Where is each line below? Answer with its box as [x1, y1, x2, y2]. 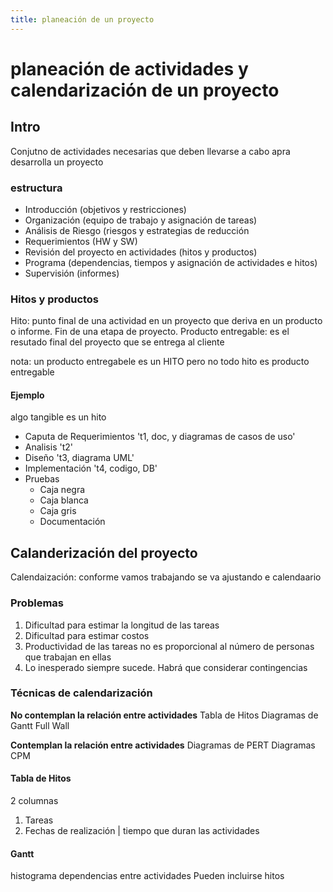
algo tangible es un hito [10, 411, 107, 423]
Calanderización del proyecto [10, 544, 198, 561]
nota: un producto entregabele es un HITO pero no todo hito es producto [10, 356, 310, 368]
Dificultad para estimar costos [24, 629, 150, 641]
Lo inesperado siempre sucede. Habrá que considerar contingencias [24, 661, 308, 673]
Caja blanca [39, 494, 89, 506]
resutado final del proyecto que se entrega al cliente [10, 336, 225, 348]
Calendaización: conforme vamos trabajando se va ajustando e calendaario [10, 571, 322, 583]
